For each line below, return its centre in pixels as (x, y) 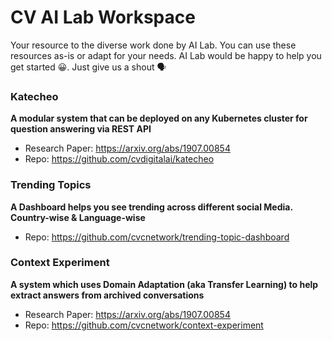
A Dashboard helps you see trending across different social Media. (151, 207)
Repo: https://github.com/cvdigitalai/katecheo (119, 159)
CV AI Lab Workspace (103, 17)
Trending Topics (51, 185)
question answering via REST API (81, 129)
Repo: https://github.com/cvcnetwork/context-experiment (144, 325)
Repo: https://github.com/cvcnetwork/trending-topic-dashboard (157, 237)
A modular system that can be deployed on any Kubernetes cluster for (159, 118)
